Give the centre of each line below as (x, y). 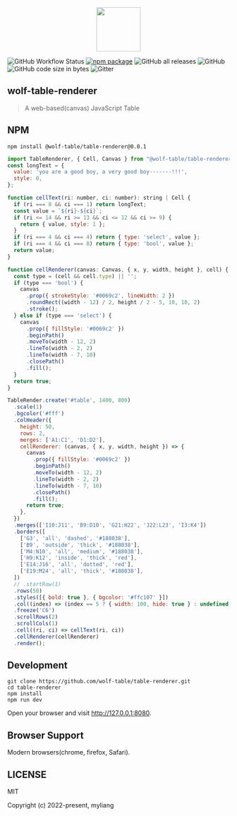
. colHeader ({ (33, 420)
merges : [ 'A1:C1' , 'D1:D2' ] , (63, 440)
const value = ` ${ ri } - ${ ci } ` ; (58, 211)
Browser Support (46, 735)
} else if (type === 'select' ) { (63, 316)
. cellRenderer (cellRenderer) (56, 637)
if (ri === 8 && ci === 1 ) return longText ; (80, 204)
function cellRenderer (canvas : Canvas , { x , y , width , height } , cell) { (118, 270)
